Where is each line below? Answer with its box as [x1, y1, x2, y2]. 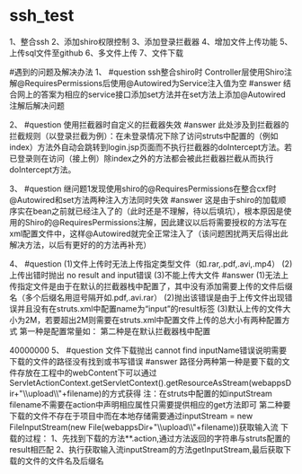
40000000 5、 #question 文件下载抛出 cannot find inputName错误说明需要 [9, 345, 288, 355]
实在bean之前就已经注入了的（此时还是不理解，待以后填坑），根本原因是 [16, 206, 285, 216]
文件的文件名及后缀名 [24, 455, 104, 466]
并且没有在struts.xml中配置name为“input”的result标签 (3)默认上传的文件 [16, 303, 283, 314]
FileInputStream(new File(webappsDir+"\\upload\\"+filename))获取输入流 [9, 421, 279, 432]
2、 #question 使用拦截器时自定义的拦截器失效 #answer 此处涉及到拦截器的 [9, 118, 289, 130]
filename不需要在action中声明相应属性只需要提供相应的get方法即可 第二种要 [9, 399, 291, 409]
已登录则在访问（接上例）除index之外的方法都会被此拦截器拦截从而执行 [9, 153, 274, 163]
